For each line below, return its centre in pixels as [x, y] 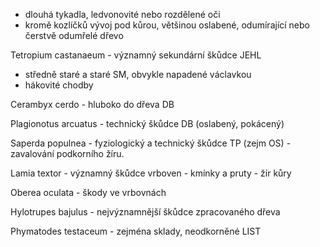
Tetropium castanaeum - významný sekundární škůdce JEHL [136, 55]
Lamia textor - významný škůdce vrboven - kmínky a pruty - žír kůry [151, 173]
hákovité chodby [59, 85]
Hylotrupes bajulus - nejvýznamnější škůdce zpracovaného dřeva [145, 212]
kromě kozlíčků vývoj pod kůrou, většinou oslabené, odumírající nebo [167, 25]
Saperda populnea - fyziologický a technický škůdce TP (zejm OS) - [151, 143]
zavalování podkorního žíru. [67, 153]
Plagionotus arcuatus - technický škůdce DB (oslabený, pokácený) [147, 123]
